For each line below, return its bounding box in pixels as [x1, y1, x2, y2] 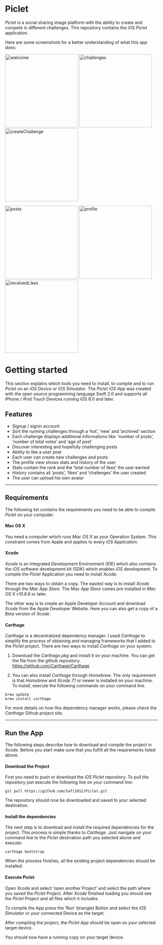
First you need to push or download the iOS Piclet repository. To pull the [5, 774, 149, 780]
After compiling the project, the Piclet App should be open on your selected [5, 920, 156, 926]
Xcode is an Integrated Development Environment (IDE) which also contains [5, 560, 156, 566]
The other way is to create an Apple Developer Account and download [5, 600, 146, 606]
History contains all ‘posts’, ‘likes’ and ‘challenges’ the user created [12, 469, 147, 476]
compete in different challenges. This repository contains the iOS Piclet [5, 24, 147, 30]
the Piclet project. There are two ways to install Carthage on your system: [5, 643, 152, 649]
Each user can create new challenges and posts [12, 454, 108, 460]
